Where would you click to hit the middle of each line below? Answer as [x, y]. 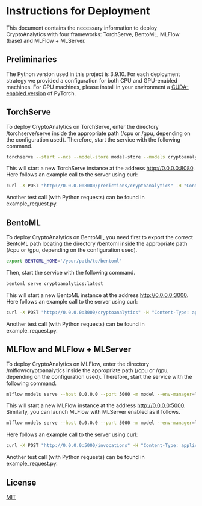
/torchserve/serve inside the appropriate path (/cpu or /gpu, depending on [98, 133]
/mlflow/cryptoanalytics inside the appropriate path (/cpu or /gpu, [88, 370]
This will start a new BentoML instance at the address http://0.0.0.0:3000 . [97, 295]
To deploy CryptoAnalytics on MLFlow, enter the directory [78, 364]
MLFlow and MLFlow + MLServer [69, 350]
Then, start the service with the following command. [71, 273]
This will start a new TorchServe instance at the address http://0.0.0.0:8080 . [101, 168]
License [21, 482]
